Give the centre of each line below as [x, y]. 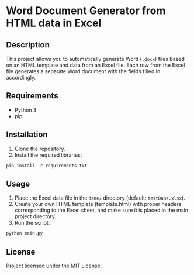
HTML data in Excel [54, 23]
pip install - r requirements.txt [47, 166]
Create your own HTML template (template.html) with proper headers [98, 204]
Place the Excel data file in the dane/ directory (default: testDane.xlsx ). [100, 198]
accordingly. [21, 78]
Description [28, 45]
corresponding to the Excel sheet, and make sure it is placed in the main [101, 210]
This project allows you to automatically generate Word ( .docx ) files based [96, 59]
